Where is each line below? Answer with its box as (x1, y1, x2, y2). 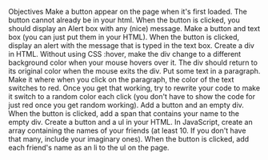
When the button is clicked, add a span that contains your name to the (8, 109, 240, 118)
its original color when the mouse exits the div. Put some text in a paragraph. (8, 66, 261, 75)
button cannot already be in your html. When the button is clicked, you (8, 15, 240, 25)
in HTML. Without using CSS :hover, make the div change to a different (8, 50, 242, 58)
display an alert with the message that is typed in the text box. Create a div (8, 41, 254, 50)
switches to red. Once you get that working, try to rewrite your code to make (8, 83, 261, 93)
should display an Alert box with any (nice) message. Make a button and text (8, 24, 261, 33)
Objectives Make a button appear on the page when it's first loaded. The (8, 7, 248, 16)
